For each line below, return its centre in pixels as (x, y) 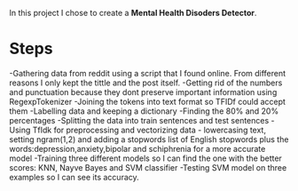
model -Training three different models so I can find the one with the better (145, 158)
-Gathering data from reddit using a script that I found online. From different (148, 73)
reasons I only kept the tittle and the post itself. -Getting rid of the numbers (146, 83)
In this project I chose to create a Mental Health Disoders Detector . (133, 13)
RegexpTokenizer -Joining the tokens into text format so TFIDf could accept (148, 101)
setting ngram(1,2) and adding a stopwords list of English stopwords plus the (149, 139)
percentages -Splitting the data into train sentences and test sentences (139, 120)
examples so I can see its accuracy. (74, 177)
